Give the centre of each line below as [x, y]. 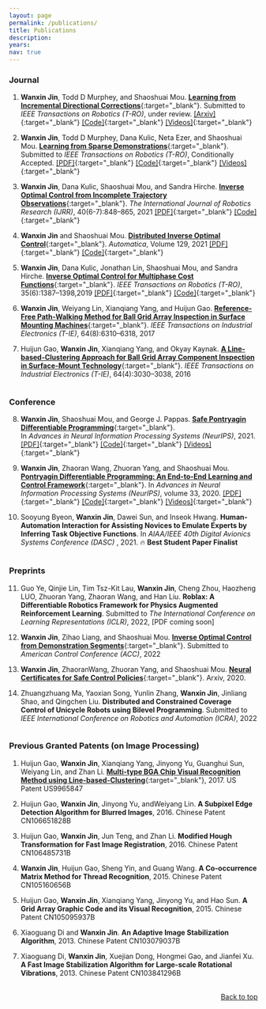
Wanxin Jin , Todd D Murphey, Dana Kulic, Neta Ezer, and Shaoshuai [131, 138]
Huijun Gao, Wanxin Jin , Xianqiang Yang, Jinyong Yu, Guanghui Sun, [132, 763]
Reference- [233, 309]
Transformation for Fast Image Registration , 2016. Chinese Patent [129, 844]
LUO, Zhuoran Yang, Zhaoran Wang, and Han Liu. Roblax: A [118, 596]
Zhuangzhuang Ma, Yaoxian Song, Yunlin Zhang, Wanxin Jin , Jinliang [133, 692]
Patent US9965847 [52, 788]
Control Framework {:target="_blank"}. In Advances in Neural [120, 485]
